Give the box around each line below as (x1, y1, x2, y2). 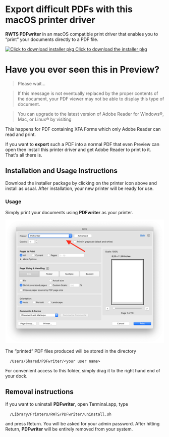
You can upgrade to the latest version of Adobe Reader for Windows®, (17, 111, 164, 117)
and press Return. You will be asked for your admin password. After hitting (5, 420, 160, 426)
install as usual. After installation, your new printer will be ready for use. (5, 185, 154, 191)
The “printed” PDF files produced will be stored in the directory (5, 348, 136, 354)
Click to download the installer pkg (75, 46, 147, 52)
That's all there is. (5, 152, 42, 158)
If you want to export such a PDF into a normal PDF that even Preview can (5, 141, 160, 147)
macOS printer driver (5, 14, 95, 26)
